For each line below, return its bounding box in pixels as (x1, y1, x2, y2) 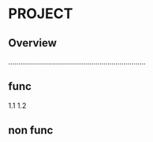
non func (8, 124, 54, 137)
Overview (8, 36, 58, 50)
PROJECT (8, 5, 73, 23)
